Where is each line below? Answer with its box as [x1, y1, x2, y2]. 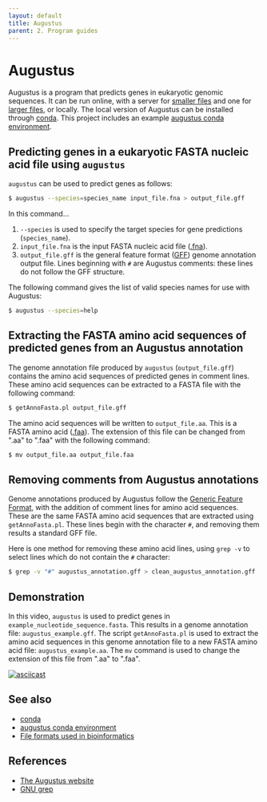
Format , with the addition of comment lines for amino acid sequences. [8, 503, 239, 512]
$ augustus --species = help [8, 306, 98, 314]
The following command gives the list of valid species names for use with [8, 282, 250, 292]
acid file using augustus [8, 157, 126, 171]
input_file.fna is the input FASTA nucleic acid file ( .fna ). [19, 241, 208, 251]
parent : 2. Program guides [8, 26, 98, 34]
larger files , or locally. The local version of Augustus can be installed [8, 105, 233, 115]
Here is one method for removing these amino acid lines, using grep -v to [8, 544, 250, 553]
